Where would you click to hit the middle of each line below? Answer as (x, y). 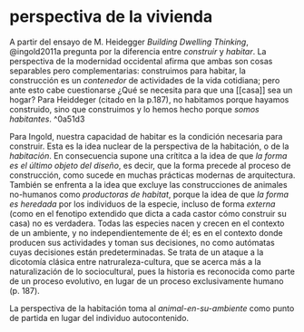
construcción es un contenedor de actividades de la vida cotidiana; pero (145, 80)
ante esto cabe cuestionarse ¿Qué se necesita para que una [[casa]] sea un (151, 90)
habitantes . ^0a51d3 (47, 119)
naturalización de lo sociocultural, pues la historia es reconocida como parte (152, 271)
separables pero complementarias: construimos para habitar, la (128, 71)
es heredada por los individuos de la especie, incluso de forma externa (142, 204)
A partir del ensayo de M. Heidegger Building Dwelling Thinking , (129, 42)
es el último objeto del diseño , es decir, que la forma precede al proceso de (150, 165)
